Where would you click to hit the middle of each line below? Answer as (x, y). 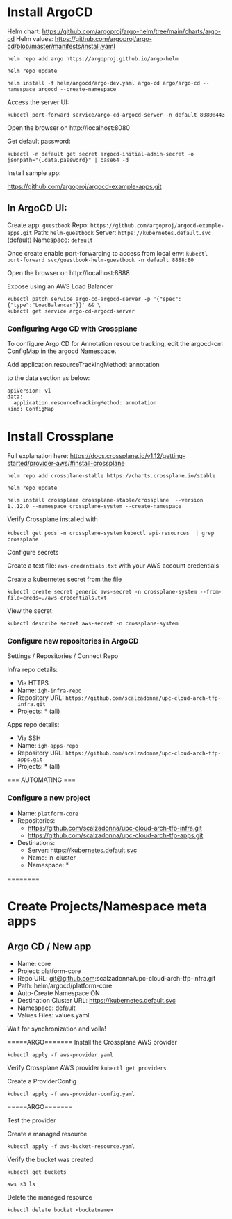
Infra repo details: (32, 670)
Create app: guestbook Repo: (48, 225)
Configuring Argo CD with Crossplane (72, 329)
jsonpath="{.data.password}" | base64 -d (68, 160)
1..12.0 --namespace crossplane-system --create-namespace (94, 506)
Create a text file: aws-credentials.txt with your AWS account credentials (113, 565)
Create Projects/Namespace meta (107, 906)
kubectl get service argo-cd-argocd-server (71, 311)
